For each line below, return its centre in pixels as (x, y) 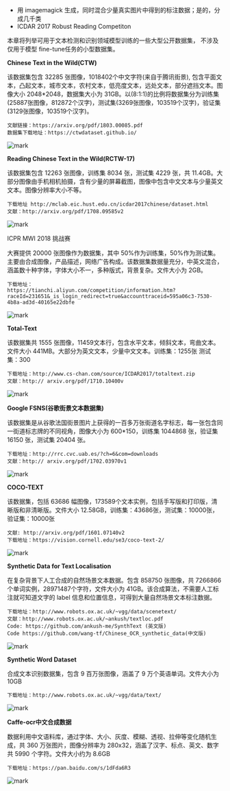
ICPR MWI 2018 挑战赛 (39, 238)
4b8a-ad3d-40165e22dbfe (41, 302)
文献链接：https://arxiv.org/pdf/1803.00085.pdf (75, 125)
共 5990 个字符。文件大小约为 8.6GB (59, 754)
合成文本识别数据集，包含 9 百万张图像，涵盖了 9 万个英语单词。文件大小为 (113, 673)
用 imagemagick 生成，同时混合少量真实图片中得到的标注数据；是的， (115, 10)
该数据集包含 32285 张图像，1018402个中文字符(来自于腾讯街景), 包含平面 (112, 77)
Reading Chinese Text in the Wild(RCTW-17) (71, 159)
